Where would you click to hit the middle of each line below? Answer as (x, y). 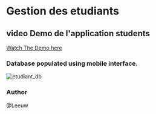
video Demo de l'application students (78, 33)
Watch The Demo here (34, 48)
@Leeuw (17, 105)
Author (17, 92)
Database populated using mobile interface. (72, 63)
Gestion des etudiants (63, 11)
